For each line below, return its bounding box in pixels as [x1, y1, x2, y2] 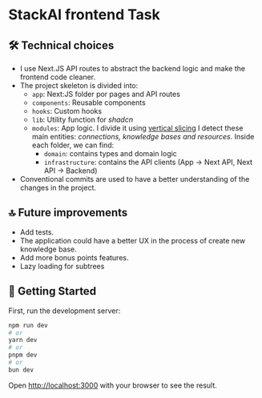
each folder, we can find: [31, 140, 115, 150]
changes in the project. [19, 183, 97, 192]
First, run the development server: [8, 306, 121, 316]
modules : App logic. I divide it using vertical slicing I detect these [31, 123, 244, 133]
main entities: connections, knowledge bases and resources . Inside [31, 132, 255, 141]
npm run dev [8, 321, 48, 329]
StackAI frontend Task [8, 6, 160, 24]
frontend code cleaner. [19, 72, 96, 82]
